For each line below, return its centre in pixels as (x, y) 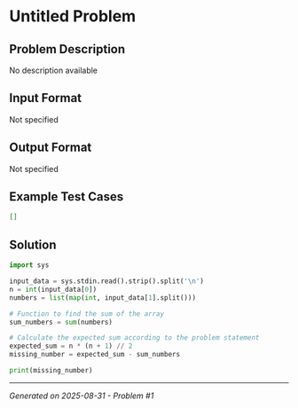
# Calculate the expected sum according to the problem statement (134, 338)
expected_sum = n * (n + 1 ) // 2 (71, 346)
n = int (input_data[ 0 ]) (53, 289)
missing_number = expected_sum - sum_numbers (94, 355)
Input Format (46, 98)
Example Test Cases (67, 197)
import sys (29, 265)
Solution (33, 244)
